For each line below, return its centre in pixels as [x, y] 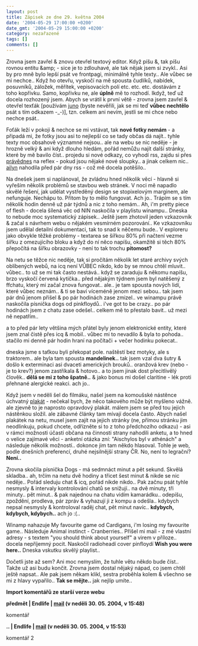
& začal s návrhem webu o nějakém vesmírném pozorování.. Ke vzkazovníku [99, 223]
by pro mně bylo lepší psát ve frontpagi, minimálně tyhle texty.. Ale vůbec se [99, 74]
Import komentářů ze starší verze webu [56, 592]
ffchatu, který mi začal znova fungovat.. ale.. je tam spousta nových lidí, [93, 284]
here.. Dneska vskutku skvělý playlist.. [53, 550]
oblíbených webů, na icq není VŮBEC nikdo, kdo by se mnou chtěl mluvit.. [96, 266]
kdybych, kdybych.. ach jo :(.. [43, 513]
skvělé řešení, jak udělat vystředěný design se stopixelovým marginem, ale [97, 191]
